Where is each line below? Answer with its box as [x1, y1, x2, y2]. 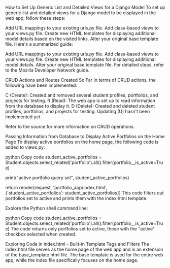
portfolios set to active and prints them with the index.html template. [5, 195, 148, 201]
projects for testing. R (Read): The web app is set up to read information [5, 97, 156, 104]
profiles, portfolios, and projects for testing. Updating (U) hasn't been [5, 109, 150, 114]
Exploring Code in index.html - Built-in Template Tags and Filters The [5, 241, 150, 247]
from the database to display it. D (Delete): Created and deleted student [5, 103, 155, 109]
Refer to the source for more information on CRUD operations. [5, 124, 135, 129]
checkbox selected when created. [5, 231, 77, 237]
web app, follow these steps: [5, 15, 65, 21]
